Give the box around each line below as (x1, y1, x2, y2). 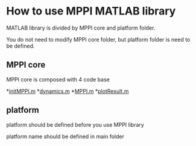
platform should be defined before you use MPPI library (6, 121, 145, 128)
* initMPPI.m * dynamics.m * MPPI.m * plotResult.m (6, 87, 129, 95)
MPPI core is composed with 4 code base (6, 75, 110, 83)
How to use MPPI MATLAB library (6, 4, 176, 18)
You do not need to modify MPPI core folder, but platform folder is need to (6, 36, 191, 43)
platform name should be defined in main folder (6, 133, 125, 140)
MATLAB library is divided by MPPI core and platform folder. (6, 24, 156, 31)
